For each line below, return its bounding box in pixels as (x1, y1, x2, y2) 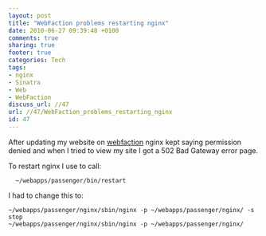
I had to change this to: (8, 191, 84, 200)
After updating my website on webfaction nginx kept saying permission (8, 137, 241, 147)
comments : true (8, 33, 59, 42)
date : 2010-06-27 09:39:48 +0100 (8, 26, 119, 34)
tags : (8, 64, 26, 72)
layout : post (8, 11, 52, 20)
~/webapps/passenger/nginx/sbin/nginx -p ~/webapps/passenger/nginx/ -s (8, 206, 255, 214)
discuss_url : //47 (8, 100, 69, 108)
